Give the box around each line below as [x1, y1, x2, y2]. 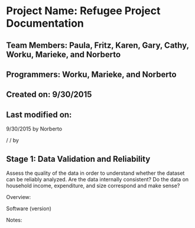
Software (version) [6, 205, 52, 212]
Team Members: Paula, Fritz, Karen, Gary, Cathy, [6, 40, 189, 50]
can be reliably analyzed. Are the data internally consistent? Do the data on [6, 175, 189, 183]
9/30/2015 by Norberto [6, 125, 63, 132]
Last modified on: [6, 109, 72, 119]
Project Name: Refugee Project [6, 4, 161, 18]
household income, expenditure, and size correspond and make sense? [6, 182, 180, 189]
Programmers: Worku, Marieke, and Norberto [6, 69, 177, 79]
